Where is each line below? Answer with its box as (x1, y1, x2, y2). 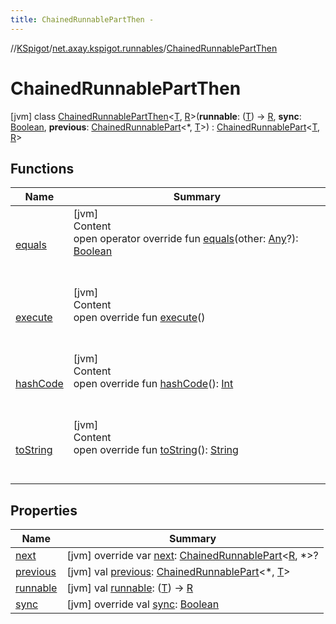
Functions (10, 160, 75, 177)
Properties (10, 502, 78, 519)
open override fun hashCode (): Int (73, 377, 234, 391)
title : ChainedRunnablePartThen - (10, 14, 155, 25)
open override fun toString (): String (73, 443, 239, 457)
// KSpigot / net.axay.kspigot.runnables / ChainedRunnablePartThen (10, 42, 278, 54)
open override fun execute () (73, 311, 206, 325)
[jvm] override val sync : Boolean (66, 597, 220, 611)
